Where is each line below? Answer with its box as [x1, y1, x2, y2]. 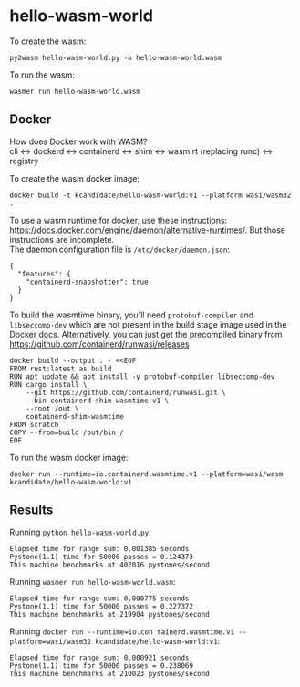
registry [9, 155, 39, 166]
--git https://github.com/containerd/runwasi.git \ [26, 388, 226, 397]
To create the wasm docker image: [9, 172, 140, 183]
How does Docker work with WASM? [9, 136, 148, 147]
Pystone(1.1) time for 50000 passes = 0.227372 [9, 601, 194, 611]
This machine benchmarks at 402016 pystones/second [9, 560, 210, 569]
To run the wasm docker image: [9, 452, 129, 463]
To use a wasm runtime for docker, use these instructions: [9, 214, 228, 225]
